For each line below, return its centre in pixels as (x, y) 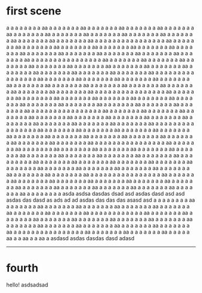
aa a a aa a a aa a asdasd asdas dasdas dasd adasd (70, 238)
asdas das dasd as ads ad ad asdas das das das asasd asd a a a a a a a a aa (101, 200)
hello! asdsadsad (27, 285)
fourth (22, 268)
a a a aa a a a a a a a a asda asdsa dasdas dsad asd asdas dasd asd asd (96, 193)
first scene (34, 11)
